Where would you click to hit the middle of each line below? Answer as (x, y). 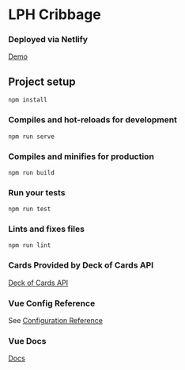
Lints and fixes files (47, 229)
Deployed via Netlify (48, 40)
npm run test (30, 209)
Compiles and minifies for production (81, 156)
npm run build (32, 172)
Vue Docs (27, 341)
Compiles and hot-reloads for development (93, 120)
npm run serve (32, 137)
